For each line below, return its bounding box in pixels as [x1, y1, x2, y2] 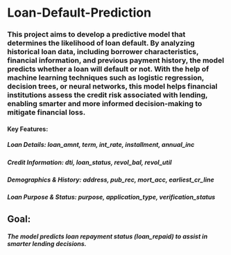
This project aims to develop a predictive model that [7, 30, 186, 39]
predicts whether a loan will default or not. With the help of [7, 64, 209, 74]
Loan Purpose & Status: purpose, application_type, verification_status [7, 193, 216, 202]
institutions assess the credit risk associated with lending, [7, 90, 208, 100]
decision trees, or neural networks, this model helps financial [7, 82, 218, 91]
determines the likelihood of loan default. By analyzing [7, 38, 196, 48]
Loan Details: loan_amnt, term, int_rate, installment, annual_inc [7, 141, 195, 149]
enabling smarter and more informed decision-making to [7, 99, 203, 109]
